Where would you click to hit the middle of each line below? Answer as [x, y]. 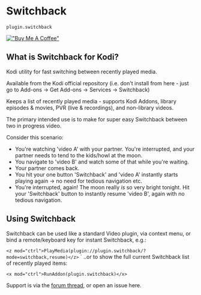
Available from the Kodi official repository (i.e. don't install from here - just [97, 83]
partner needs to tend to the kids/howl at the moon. [79, 155]
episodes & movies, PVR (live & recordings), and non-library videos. [90, 108]
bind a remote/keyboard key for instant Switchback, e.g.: [76, 240]
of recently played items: [37, 263]
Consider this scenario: [35, 137]
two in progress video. [34, 126]
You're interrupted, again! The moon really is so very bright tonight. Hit [102, 187]
